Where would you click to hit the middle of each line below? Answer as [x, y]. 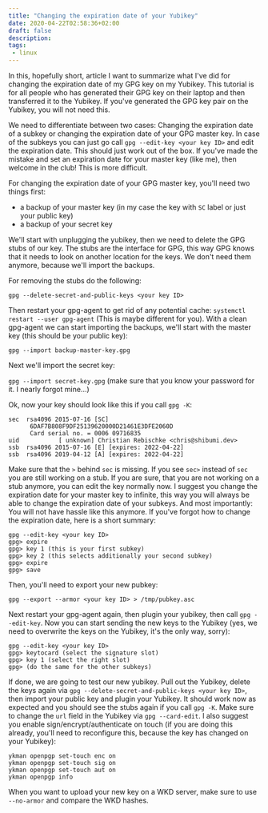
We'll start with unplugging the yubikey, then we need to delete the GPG [127, 240]
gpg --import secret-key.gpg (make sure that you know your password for [132, 380]
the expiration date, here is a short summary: [82, 520]
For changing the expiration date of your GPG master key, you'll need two [129, 183]
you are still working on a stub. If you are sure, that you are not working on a [134, 478]
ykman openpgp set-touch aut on [62, 770]
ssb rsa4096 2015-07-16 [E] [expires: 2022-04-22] [96, 447]
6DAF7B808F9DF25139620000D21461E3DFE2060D [101, 427]
